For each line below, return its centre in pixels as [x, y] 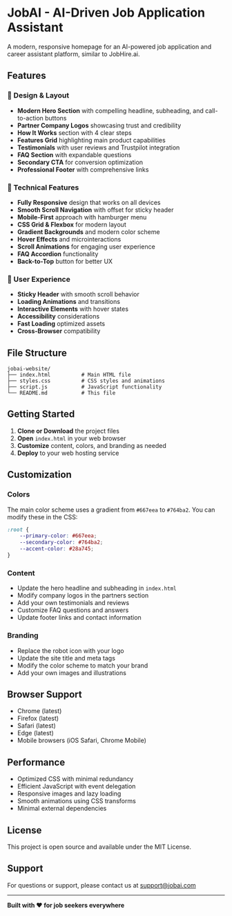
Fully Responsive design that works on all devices [89, 202]
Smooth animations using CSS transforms [76, 801]
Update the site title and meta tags [66, 658]
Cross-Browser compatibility [59, 331]
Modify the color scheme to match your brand [83, 665]
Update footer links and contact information [79, 618]
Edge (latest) [35, 733]
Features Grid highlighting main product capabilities [91, 140]
